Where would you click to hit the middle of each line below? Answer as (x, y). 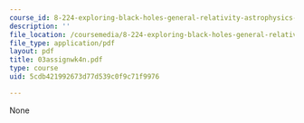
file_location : (38, 34)
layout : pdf (32, 52)
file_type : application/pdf (62, 43)
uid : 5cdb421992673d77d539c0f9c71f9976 (85, 77)
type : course (34, 69)
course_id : (30, 18)
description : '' (40, 26)
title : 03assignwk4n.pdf (56, 60)
